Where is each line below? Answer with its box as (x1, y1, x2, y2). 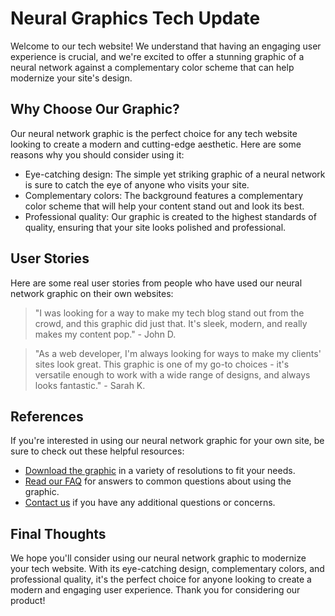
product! (10, 595, 46, 607)
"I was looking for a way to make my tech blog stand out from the (34, 307, 305, 319)
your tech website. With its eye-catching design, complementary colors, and (10, 563, 325, 575)
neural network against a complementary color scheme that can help (10, 61, 295, 73)
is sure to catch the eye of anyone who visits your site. (24, 178, 250, 191)
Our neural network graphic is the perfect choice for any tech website (10, 127, 298, 139)
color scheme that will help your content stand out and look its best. (24, 200, 305, 212)
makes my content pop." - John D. (34, 328, 177, 340)
